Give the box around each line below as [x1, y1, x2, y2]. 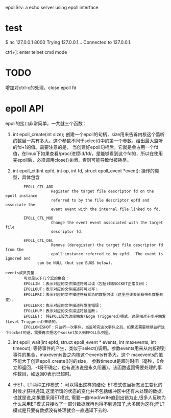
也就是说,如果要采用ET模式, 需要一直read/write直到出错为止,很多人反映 [12, 394, 162, 401]
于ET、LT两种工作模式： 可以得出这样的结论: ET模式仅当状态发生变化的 [12, 381, 163, 388]
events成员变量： [5, 270, 38, 275]
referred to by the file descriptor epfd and [51, 197, 150, 203]
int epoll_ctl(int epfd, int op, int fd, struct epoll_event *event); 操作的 [12, 167, 155, 173]
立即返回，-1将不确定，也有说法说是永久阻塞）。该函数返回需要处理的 [12, 364, 158, 370]
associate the [5, 202, 36, 207]
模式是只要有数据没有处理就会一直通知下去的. [12, 407, 108, 413]
